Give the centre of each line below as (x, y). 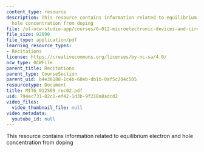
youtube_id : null (34, 119)
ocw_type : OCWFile (29, 62)
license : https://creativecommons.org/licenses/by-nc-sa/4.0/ (87, 57)
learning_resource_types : (39, 46)
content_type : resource (36, 12)
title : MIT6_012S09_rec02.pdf (45, 91)
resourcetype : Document (36, 85)
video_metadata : (27, 113)
